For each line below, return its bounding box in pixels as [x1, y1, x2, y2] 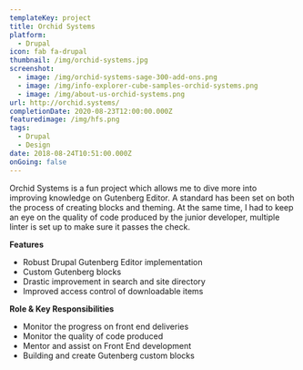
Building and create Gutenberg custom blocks [22, 350, 196, 361]
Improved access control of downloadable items [22, 285, 204, 296]
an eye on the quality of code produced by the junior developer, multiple [9, 211, 280, 222]
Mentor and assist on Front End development [22, 340, 192, 351]
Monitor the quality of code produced [22, 330, 164, 342]
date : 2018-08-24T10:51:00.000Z [9, 149, 132, 158]
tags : [9, 124, 30, 133]
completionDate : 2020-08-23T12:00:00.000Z [9, 107, 173, 116]
